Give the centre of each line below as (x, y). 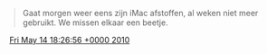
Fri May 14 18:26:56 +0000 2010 (69, 40)
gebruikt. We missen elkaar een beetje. (95, 22)
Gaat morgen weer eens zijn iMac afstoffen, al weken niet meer (140, 13)
